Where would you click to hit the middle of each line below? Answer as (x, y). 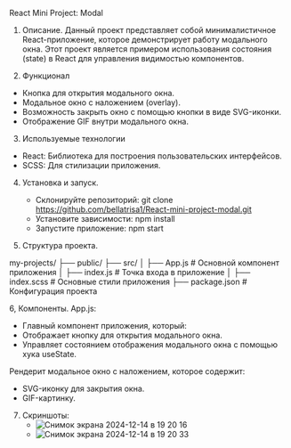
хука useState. (49, 354)
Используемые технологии (74, 138)
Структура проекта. (60, 245)
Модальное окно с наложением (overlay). (101, 102)
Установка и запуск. (61, 183)
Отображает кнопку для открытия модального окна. (122, 335)
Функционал (46, 76)
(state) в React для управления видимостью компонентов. (133, 58)
